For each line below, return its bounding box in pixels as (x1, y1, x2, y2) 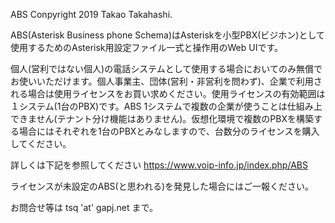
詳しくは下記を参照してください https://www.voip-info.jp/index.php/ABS (10, 159, 308, 171)
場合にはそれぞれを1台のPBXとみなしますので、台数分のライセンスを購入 (18, 125, 320, 137)
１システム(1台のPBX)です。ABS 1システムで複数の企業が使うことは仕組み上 (10, 100, 323, 112)
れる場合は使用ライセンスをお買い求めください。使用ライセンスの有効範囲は (10, 88, 326, 99)
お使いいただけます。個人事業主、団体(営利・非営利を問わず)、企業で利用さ (10, 75, 323, 87)
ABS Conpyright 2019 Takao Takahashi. (10, 9, 173, 20)
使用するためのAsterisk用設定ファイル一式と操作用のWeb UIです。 (10, 42, 284, 53)
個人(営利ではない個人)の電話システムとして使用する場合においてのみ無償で (10, 63, 323, 74)
